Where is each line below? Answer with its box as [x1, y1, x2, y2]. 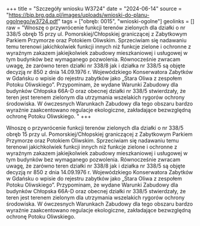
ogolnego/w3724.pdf [6, 18, 59, 24]
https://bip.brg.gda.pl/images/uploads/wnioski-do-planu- [8, 11, 150, 18]
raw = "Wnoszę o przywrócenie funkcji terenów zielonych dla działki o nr [6, 24, 186, 31]
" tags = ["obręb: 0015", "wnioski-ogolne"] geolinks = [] [57, 18, 195, 24]
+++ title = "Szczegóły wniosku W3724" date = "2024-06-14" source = [6, 5, 182, 12]
